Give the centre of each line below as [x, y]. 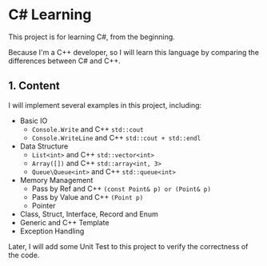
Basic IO [34, 121]
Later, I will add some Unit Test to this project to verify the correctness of [128, 246]
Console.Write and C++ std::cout [88, 129]
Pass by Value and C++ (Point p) [88, 197]
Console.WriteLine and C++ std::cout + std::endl [116, 137]
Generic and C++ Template [64, 222]
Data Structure [44, 146]
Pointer [44, 205]
